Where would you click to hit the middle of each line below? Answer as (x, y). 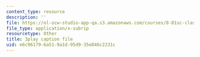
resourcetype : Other (32, 34)
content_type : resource (36, 12)
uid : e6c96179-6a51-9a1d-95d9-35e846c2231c (61, 45)
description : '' (26, 17)
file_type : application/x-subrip (48, 28)
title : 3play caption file (40, 39)
